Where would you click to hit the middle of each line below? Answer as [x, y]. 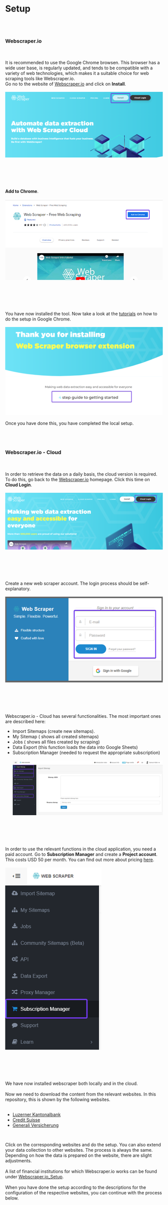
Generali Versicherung [35, 1125]
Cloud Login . [19, 485]
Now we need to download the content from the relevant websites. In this [81, 1094]
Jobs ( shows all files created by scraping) [56, 742]
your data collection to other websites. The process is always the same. [79, 1150]
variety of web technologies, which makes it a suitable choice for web [77, 73]
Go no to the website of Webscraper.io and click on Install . [66, 84]
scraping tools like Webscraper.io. [40, 79]
